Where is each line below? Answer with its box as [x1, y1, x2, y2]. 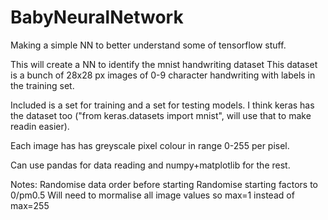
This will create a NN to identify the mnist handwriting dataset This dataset [10, 58, 318, 70]
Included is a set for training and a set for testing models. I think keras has [10, 99, 315, 111]
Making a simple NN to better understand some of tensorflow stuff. [10, 39, 287, 51]
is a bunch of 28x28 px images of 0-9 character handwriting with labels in [10, 69, 316, 81]
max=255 [10, 199, 50, 211]
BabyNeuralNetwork [10, 6, 184, 29]
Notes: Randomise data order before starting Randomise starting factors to [10, 178, 318, 190]
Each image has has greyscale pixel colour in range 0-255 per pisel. [10, 139, 290, 151]
